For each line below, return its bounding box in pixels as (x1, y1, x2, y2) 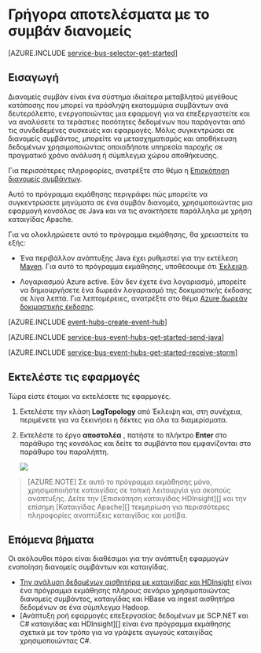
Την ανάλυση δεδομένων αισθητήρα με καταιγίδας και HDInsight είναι (19, 577, 252, 587)
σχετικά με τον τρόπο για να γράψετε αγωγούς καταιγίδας (19, 628, 214, 637)
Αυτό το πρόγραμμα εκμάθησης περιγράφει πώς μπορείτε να (8, 189, 208, 198)
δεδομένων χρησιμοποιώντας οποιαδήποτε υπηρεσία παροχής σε (8, 142, 223, 151)
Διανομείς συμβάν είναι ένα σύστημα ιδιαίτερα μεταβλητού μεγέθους (8, 92, 238, 101)
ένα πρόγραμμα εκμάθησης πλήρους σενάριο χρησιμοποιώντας (19, 586, 230, 596)
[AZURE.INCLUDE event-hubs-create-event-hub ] (8, 317, 167, 326)
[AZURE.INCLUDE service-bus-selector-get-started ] (8, 48, 178, 57)
